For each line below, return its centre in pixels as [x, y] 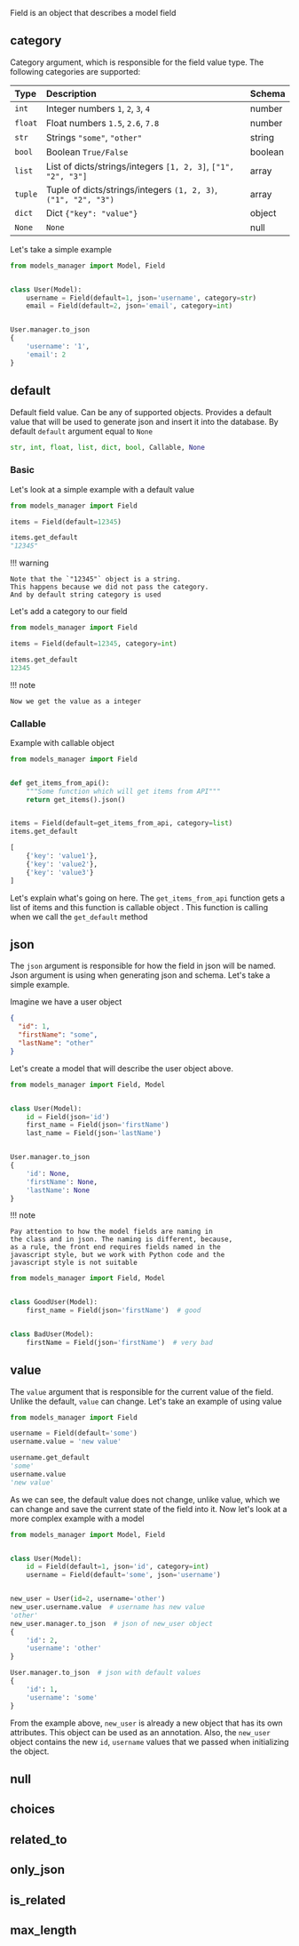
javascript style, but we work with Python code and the [118, 1255]
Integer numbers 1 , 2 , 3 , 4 [98, 108]
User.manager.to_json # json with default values [106, 1673]
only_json [38, 1870]
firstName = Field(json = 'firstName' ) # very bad [120, 1342]
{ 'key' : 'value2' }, [62, 864]
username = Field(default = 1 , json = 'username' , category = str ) [141, 298]
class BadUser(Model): [52, 1334]
